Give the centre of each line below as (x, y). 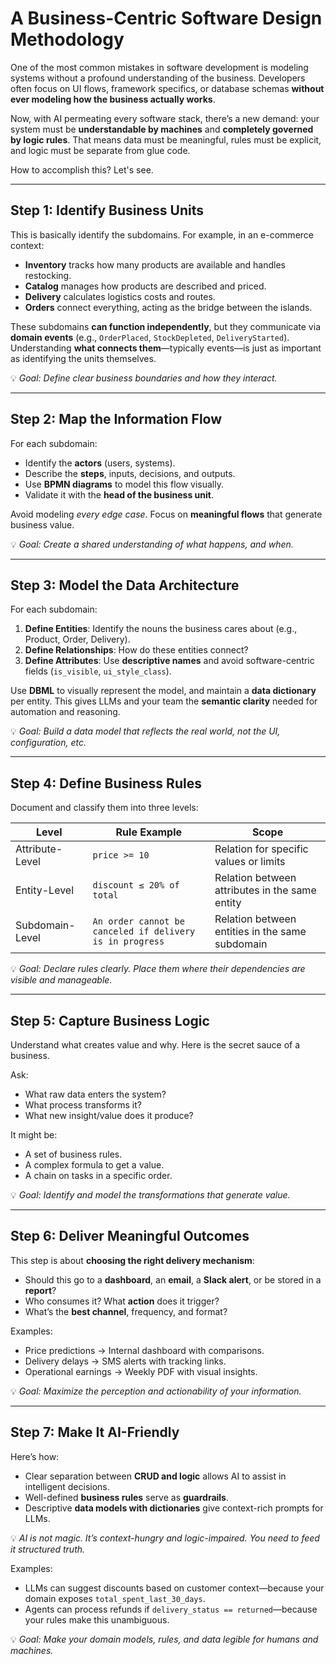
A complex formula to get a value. (94, 1165)
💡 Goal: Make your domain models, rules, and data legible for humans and (164, 1639)
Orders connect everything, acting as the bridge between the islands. (168, 307)
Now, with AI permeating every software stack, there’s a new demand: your (165, 118)
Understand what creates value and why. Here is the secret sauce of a (155, 1045)
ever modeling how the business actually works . (113, 99)
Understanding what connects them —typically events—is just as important (166, 348)
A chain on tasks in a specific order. (98, 1175)
